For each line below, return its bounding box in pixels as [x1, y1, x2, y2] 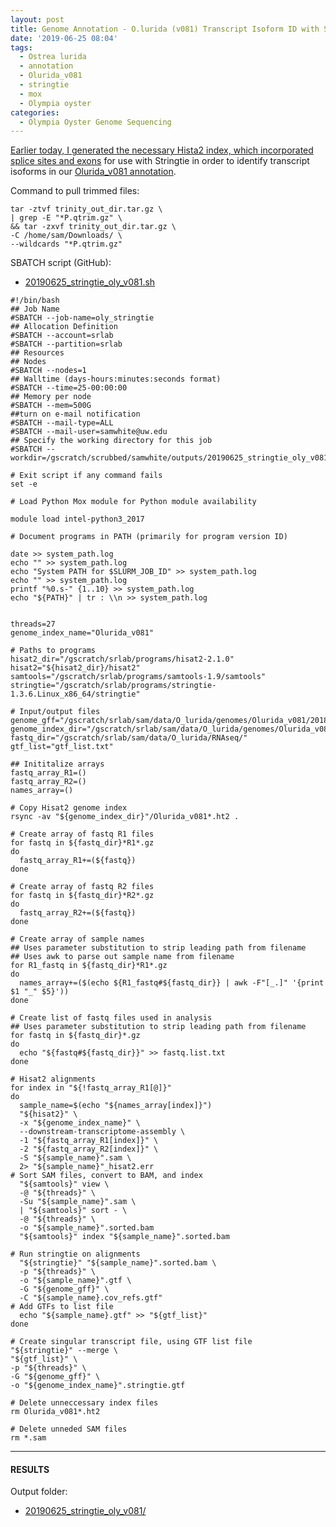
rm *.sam [10, 1433, 47, 1443]
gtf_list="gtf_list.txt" [10, 742, 114, 752]
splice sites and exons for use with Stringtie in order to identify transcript [10, 155, 310, 167]
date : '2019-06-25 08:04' [10, 33, 118, 43]
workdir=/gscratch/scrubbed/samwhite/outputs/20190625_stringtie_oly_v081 [10, 453, 329, 463]
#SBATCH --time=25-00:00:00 [10, 383, 128, 393]
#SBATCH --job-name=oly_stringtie [10, 313, 155, 323]
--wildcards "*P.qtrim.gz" [10, 239, 123, 250]
